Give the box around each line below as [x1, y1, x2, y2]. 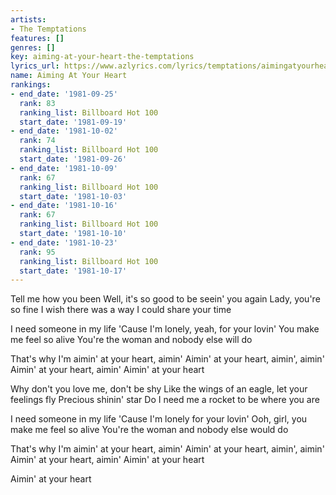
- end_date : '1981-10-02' [10, 126, 118, 136]
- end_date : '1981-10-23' [10, 237, 118, 248]
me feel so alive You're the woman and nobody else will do [10, 334, 253, 346]
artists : [10, 14, 47, 25]
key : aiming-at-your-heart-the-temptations [10, 52, 195, 62]
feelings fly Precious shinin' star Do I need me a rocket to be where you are [10, 394, 320, 406]
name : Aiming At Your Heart [10, 71, 128, 81]
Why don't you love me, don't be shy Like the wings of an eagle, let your [10, 383, 308, 395]
